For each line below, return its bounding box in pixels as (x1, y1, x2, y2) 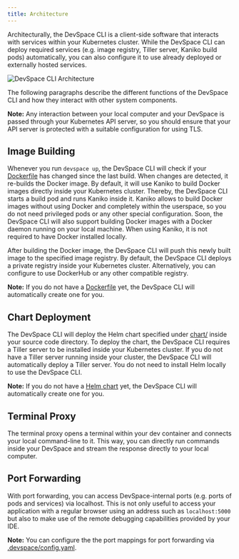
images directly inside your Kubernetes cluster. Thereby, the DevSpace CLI (7, 187, 228, 196)
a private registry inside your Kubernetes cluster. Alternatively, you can (7, 261, 216, 270)
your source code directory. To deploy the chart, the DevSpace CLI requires (7, 338, 230, 346)
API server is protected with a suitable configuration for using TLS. (7, 124, 203, 133)
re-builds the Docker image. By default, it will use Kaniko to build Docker (7, 179, 220, 188)
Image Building (7, 146, 76, 158)
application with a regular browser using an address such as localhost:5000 (7, 506, 231, 515)
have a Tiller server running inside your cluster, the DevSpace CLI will (7, 353, 212, 361)
